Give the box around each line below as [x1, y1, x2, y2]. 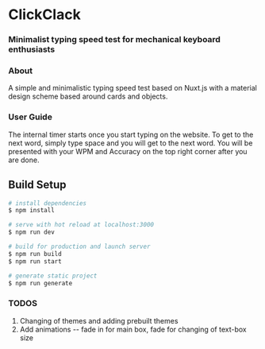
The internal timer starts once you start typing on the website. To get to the [8, 130, 254, 139]
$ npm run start [8, 257, 62, 266]
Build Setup [8, 178, 67, 192]
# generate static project [8, 272, 98, 280]
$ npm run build [8, 250, 62, 258]
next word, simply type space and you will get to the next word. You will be [8, 138, 253, 148]
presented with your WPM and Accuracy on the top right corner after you [8, 146, 248, 156]
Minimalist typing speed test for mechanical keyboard [8, 34, 221, 45]
